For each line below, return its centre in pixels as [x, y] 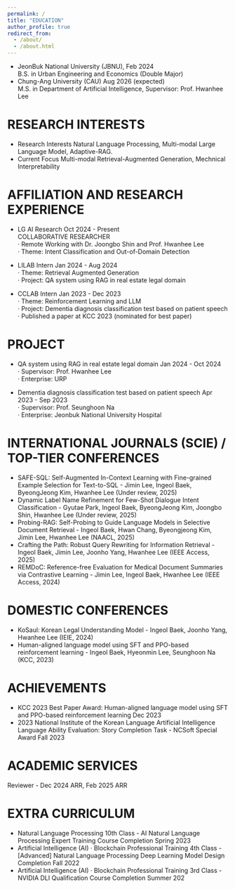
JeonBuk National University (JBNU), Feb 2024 [86, 66]
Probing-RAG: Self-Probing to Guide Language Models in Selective [114, 522]
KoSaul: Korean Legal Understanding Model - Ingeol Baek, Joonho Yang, [122, 630]
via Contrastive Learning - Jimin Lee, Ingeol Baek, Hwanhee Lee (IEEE [119, 574]
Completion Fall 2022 [48, 863]
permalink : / [26, 14]
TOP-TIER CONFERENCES [83, 458]
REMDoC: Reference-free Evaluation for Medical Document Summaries [120, 567]
